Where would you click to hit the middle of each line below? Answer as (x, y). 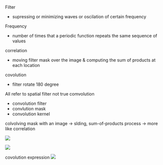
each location (26, 65)
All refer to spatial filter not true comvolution (50, 94)
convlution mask (29, 109)
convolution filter (29, 103)
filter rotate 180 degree (35, 84)
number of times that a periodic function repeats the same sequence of (85, 36)
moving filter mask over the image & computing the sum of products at (84, 60)
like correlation (20, 129)
